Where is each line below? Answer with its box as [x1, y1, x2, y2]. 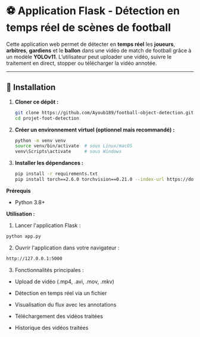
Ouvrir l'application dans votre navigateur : [14, 244, 120, 251]
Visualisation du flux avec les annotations [14, 301, 117, 308]
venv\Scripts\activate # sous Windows [14, 149, 122, 155]
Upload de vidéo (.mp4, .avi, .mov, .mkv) [14, 277, 115, 285]
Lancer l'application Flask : [14, 221, 81, 229]
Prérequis [6, 187, 31, 194]
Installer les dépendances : [14, 160, 83, 167]
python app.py [6, 233, 42, 239]
